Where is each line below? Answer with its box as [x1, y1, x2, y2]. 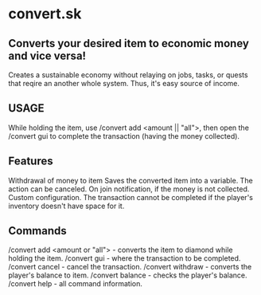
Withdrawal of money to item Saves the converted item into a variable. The [8, 175, 253, 185]
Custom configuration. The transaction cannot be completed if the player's [8, 192, 253, 202]
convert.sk [8, 5, 82, 23]
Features [8, 155, 53, 168]
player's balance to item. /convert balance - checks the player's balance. [8, 270, 248, 280]
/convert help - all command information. [8, 279, 143, 289]
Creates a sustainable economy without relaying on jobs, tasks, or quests [8, 70, 248, 80]
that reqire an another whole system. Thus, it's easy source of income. [8, 79, 240, 88]
